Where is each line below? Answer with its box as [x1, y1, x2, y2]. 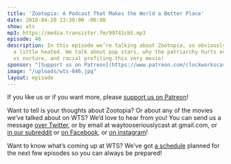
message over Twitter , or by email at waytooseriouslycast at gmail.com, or [7, 121, 218, 130]
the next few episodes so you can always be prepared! [7, 149, 163, 157]
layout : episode [7, 74, 54, 81]
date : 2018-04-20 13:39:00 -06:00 [7, 17, 107, 23]
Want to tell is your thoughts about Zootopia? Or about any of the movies [7, 106, 213, 114]
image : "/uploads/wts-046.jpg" [7, 68, 97, 74]
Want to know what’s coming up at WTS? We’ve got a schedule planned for [7, 142, 220, 150]
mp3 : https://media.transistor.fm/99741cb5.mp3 [7, 29, 146, 37]
